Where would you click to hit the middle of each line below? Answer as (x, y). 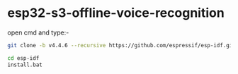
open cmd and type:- (38, 32)
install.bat (25, 65)
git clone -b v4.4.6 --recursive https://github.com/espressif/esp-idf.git (121, 45)
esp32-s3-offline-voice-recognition (116, 13)
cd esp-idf (23, 58)
